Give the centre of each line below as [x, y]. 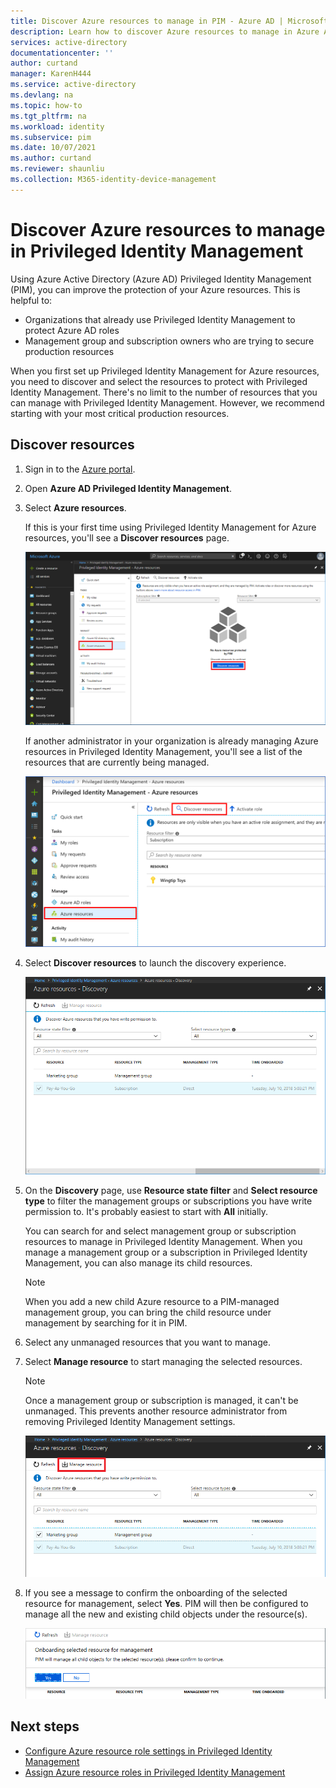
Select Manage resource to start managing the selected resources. [163, 1361]
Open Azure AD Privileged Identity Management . [128, 488]
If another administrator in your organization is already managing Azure [171, 741]
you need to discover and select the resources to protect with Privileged [159, 381]
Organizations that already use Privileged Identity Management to [160, 319]
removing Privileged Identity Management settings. [130, 1421]
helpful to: [31, 300]
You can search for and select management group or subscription [160, 1231]
